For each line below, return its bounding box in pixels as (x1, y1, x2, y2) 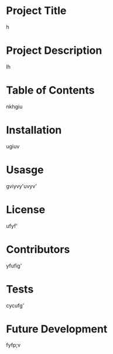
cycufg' (6, 302, 25, 309)
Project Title (6, 4, 67, 18)
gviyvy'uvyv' (6, 182, 37, 189)
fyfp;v (6, 342, 21, 349)
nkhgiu (6, 103, 23, 110)
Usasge (6, 163, 44, 176)
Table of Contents (6, 84, 95, 97)
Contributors (6, 242, 70, 256)
